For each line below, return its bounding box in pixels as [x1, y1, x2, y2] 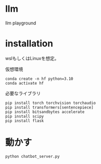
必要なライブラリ [5, 90, 41, 96]
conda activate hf [5, 80, 44, 86]
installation [5, 38, 54, 49]
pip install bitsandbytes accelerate [5, 109, 85, 115]
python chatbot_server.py [5, 154, 60, 159]
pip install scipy [5, 114, 44, 119]
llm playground [5, 20, 36, 26]
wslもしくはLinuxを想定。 [5, 55, 59, 61]
